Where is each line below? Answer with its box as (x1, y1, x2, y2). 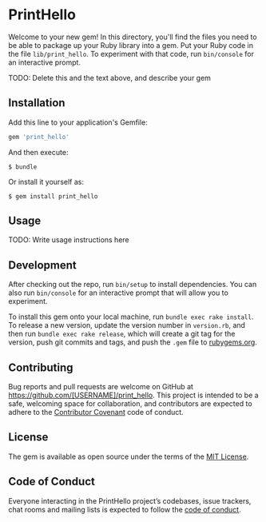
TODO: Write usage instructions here (8, 235, 129, 245)
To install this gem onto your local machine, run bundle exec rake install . (8, 312, 254, 321)
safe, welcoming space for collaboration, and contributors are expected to (8, 399, 253, 408)
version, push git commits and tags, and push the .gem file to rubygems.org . (8, 337, 258, 347)
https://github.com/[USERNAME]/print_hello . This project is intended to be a (8, 390, 259, 400)
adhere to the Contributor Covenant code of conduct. (8, 408, 184, 417)
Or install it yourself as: (8, 177, 84, 186)
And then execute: (8, 147, 69, 157)
